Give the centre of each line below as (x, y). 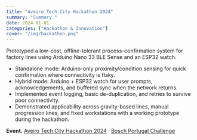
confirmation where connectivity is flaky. (65, 75)
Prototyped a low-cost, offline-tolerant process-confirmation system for (95, 51)
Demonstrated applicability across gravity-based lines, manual (92, 107)
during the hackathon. (42, 119)
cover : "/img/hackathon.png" (42, 34)
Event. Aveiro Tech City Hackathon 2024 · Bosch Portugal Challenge (91, 131)
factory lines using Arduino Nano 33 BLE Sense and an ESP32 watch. (91, 57)
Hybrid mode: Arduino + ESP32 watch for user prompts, (84, 82)
